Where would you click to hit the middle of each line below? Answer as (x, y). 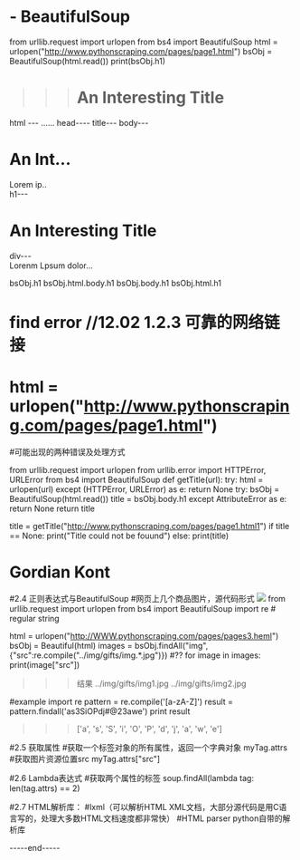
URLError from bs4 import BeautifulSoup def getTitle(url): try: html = (136, 479)
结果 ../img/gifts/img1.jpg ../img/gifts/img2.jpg (161, 683)
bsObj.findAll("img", (171, 645)
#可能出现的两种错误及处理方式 (67, 451)
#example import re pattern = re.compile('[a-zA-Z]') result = (121, 701)
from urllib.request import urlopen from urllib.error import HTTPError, (138, 469)
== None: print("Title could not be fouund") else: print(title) (119, 536)
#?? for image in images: (215, 655)
